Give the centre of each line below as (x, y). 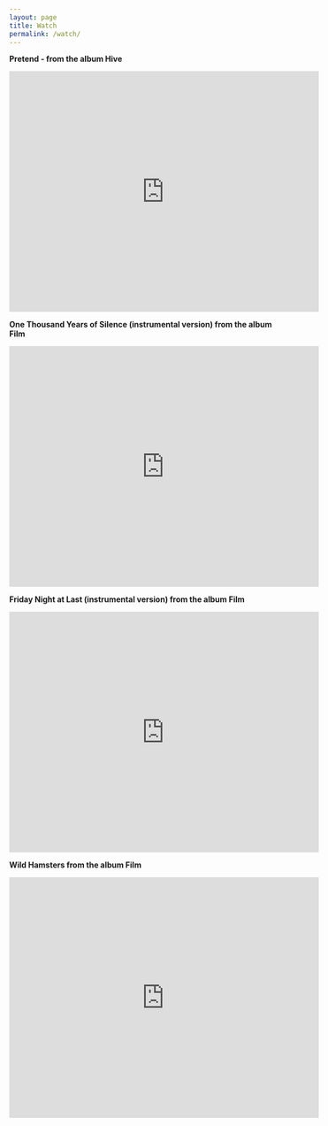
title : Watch (33, 26)
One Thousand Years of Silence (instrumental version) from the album (141, 325)
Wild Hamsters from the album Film (75, 865)
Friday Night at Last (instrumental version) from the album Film (127, 599)
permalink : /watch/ (45, 34)
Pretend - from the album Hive (66, 59)
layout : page (33, 17)
